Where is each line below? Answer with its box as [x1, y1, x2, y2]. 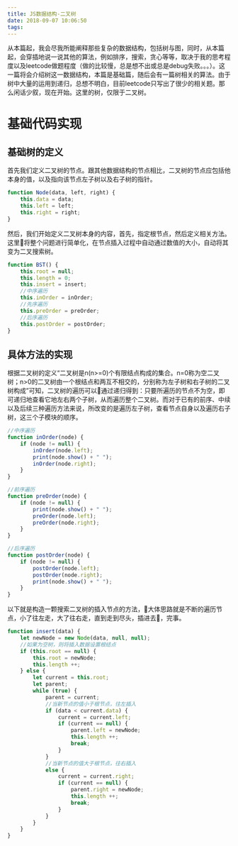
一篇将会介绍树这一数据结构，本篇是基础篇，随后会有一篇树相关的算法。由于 [7, 70, 231, 79]
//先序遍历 [20, 301, 48, 308]
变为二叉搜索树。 [7, 247, 57, 255]
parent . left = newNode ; [70, 727, 141, 734]
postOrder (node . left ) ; [33, 564, 100, 572]
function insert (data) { [7, 628, 81, 635]
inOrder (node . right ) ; [33, 460, 97, 467]
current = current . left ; [57, 713, 132, 720]
